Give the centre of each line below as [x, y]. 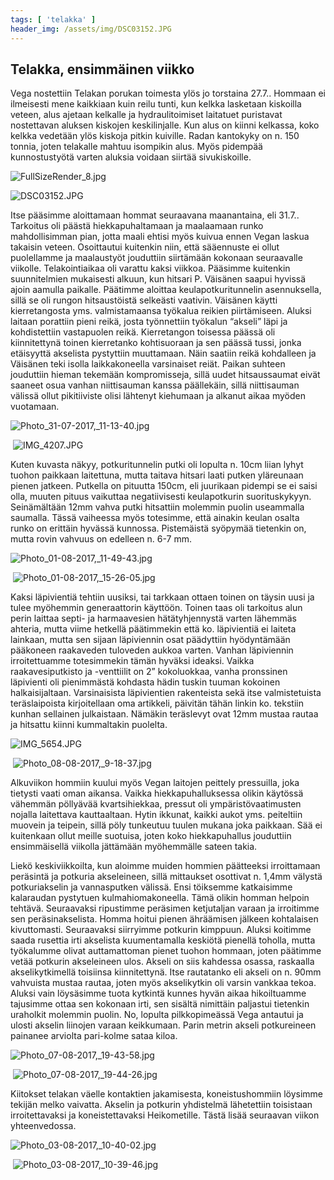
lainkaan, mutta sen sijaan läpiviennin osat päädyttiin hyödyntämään [150, 640]
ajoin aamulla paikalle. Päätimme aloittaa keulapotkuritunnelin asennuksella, [166, 290]
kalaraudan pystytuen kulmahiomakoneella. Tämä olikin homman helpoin [160, 898]
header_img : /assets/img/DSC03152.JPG [91, 29]
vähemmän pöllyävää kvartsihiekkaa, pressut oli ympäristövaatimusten [156, 804]
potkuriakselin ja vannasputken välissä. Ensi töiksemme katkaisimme [151, 887]
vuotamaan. [35, 407]
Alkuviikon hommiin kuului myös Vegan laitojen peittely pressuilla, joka [155, 783]
